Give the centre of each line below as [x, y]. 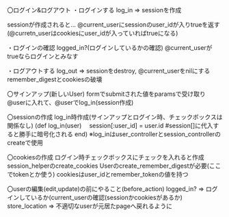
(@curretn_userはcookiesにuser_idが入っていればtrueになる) [93, 33]
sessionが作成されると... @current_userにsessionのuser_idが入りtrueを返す [113, 25]
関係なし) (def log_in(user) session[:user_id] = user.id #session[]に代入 [110, 126]
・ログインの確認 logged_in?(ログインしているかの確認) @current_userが [110, 48]
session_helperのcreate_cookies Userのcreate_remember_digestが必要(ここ [114, 166]
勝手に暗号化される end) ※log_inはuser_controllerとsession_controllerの [120, 134]
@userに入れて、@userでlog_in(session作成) [70, 102]
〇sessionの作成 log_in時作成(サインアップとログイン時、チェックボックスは [115, 117]
